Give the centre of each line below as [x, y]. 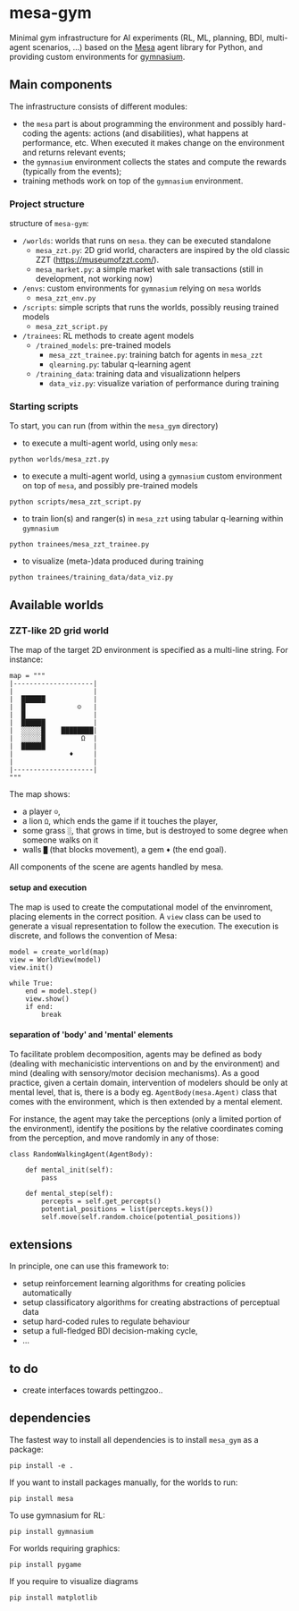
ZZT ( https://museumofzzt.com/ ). [97, 260]
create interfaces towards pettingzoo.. [92, 1390]
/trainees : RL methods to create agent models [108, 336]
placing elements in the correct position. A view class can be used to [135, 917]
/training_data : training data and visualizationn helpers [138, 374]
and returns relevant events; [74, 152]
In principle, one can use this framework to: [89, 1266]
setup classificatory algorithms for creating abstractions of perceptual [151, 1302]
